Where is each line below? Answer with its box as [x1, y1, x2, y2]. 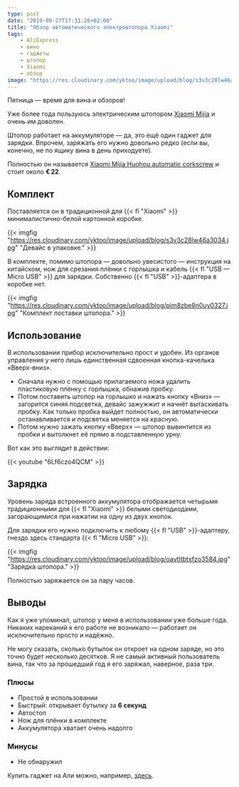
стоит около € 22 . [7, 168, 61, 176]
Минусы [7, 741, 38, 751]
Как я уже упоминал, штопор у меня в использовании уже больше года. [7, 616, 228, 624]
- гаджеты [20, 50, 50, 58]
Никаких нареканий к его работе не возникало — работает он [7, 623, 197, 631]
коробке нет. [7, 280, 46, 289]
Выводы [7, 596, 46, 609]
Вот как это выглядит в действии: [7, 444, 110, 452]
